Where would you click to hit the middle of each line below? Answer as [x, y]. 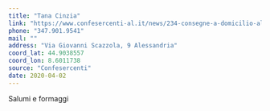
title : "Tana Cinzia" [45, 16]
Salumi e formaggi [39, 98]
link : [17, 23]
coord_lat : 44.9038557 [46, 53]
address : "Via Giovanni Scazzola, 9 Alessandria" [93, 46]
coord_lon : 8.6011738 [45, 61]
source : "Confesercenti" [50, 68]
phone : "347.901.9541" [46, 31]
